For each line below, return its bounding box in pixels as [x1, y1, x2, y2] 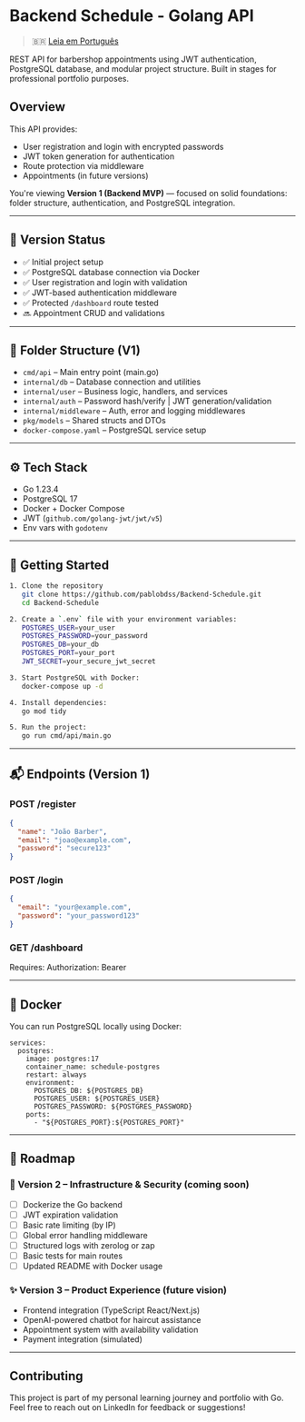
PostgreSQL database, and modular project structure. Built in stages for [9, 63, 277, 74]
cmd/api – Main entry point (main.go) [22, 367, 160, 378]
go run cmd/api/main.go [21, 731, 112, 741]
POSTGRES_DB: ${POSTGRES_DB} [33, 1087, 144, 1096]
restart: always [25, 1070, 88, 1079]
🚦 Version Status [9, 233, 106, 248]
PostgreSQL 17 [22, 493, 78, 504]
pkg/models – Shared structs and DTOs [22, 415, 166, 426]
